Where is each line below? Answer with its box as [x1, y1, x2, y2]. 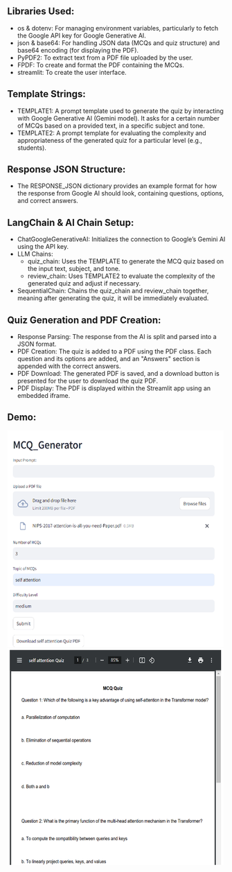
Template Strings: [7, 88, 87, 100]
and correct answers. [17, 197, 78, 205]
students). [17, 143, 47, 152]
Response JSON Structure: [7, 164, 126, 175]
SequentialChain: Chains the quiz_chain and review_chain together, [17, 287, 209, 295]
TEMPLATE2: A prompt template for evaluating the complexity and [17, 128, 206, 137]
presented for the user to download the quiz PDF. [17, 377, 159, 385]
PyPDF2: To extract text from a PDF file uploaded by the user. [17, 53, 193, 62]
